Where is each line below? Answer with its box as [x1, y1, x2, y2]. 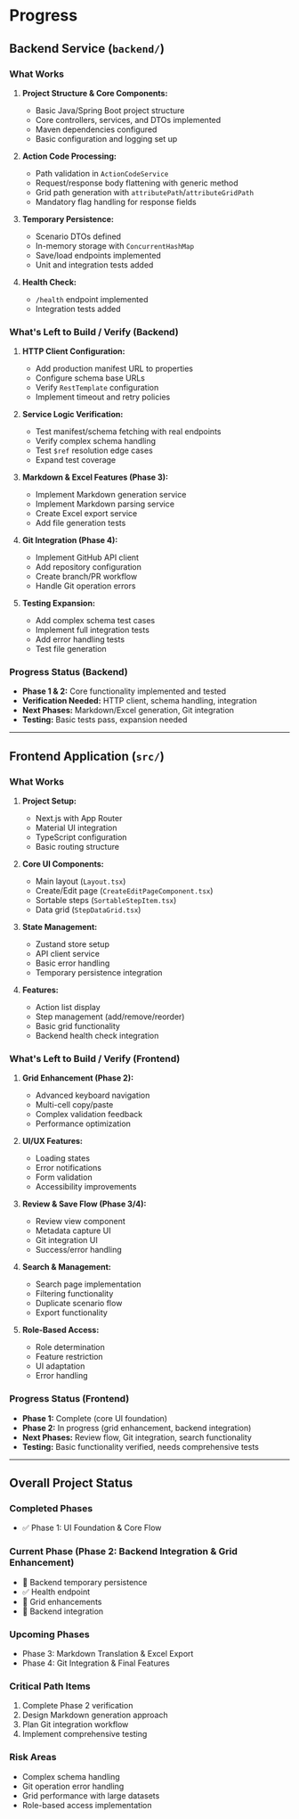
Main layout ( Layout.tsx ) [35, 876, 126, 887]
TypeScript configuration [35, 832, 127, 843]
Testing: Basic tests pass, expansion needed [21, 714, 188, 725]
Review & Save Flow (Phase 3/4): [21, 1198, 147, 1209]
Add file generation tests [35, 518, 126, 529]
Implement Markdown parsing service [35, 498, 175, 509]
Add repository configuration [35, 562, 142, 572]
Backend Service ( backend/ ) [9, 41, 165, 56]
